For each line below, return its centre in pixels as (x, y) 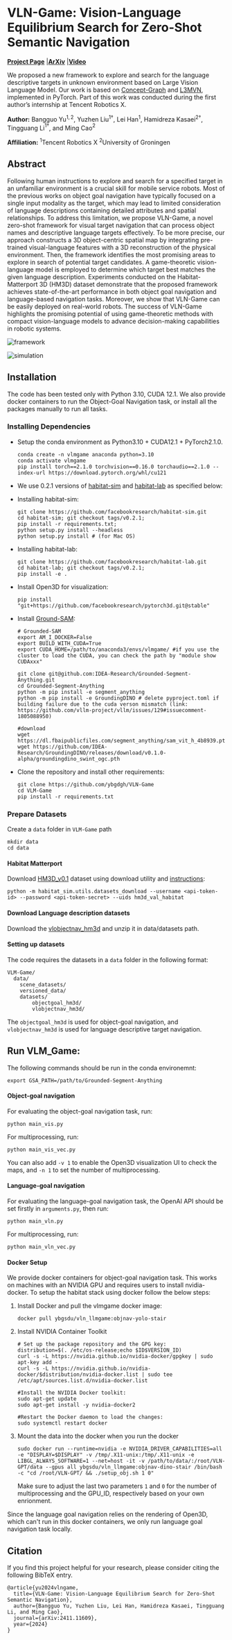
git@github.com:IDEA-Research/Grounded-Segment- (120, 674)
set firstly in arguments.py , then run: (58, 1208)
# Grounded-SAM (39, 631)
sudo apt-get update (47, 1399)
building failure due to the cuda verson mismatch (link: (102, 704)
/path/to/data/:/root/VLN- (187, 1461)
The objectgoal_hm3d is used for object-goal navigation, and (93, 1022)
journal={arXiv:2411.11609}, (55, 1618)
